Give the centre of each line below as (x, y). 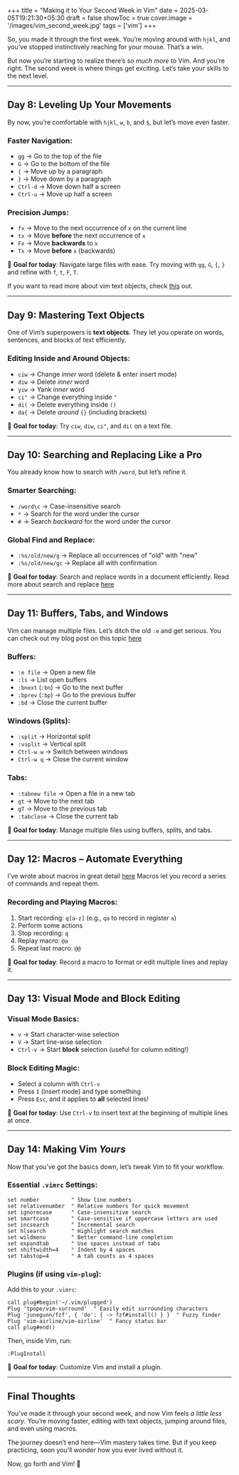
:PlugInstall (27, 1354)
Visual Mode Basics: (43, 1019)
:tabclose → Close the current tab (68, 816)
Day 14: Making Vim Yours (67, 1149)
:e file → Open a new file (57, 672)
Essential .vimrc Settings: (53, 1185)
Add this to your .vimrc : (42, 1289)
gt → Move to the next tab (56, 801)
